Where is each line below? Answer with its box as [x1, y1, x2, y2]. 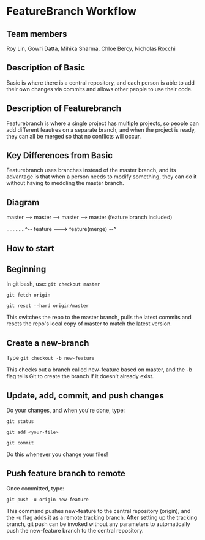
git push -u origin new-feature [6, 496, 89, 503]
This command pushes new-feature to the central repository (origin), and [6, 507, 191, 514]
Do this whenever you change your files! [6, 451, 108, 458]
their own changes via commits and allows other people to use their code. [6, 85, 193, 93]
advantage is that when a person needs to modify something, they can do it [6, 173, 197, 180]
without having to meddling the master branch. [6, 180, 124, 187]
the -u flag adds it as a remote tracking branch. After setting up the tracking [6, 514, 198, 521]
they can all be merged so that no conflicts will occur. [6, 132, 141, 140]
